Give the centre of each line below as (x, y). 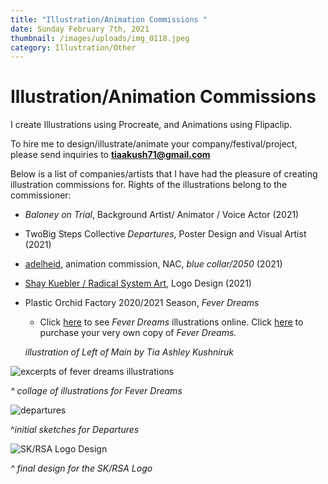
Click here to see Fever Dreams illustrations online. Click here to (171, 322)
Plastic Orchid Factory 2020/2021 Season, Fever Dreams (142, 303)
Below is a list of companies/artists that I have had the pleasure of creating (164, 174)
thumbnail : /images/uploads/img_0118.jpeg (100, 38)
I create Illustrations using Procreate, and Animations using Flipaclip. (151, 125)
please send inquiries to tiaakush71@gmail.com (110, 155)
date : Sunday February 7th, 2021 (80, 29)
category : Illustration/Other (73, 47)
